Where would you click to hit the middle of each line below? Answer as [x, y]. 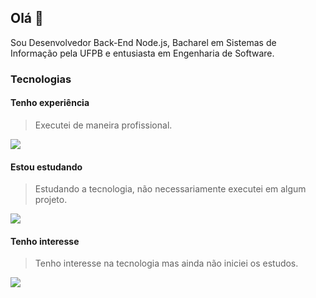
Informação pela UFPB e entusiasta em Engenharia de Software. [142, 53]
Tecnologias [41, 79]
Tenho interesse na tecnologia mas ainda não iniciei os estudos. [166, 263]
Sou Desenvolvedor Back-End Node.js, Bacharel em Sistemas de [143, 42]
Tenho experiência [50, 103]
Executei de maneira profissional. [103, 125]
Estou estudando [46, 167]
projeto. [51, 200]
